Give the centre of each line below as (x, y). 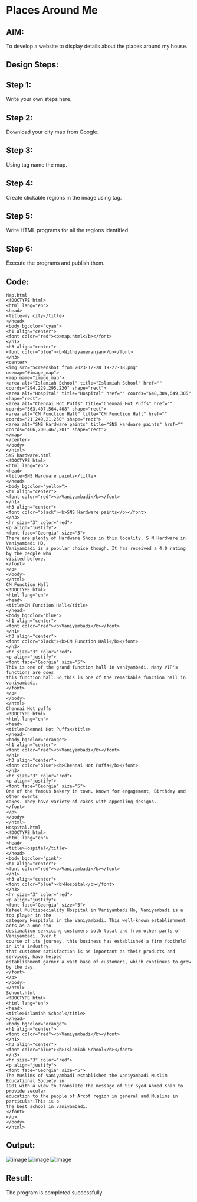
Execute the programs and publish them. (55, 263)
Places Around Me (52, 10)
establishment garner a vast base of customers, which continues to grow (99, 962)
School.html (21, 993)
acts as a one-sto (29, 926)
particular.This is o (33, 1102)
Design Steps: (32, 65)
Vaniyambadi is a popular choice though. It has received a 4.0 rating (96, 549)
